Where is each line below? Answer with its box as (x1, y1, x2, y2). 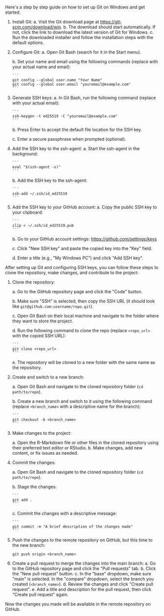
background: (12, 151, 38, 156)
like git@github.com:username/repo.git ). (12, 303, 94, 309)
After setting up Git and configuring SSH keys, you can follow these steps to (5, 265, 159, 270)
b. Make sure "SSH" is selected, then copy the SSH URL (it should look (12, 298, 155, 304)
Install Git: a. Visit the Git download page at (12, 19, 99, 25)
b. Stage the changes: (12, 484, 57, 490)
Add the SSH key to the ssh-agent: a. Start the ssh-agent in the (12, 146, 140, 151)
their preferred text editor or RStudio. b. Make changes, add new (12, 445, 143, 450)
